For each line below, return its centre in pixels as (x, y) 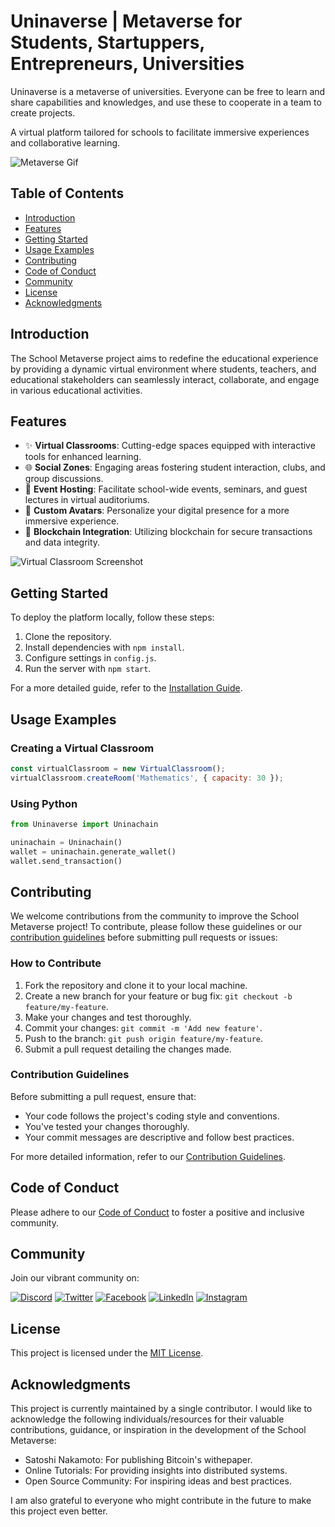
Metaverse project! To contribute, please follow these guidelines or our (156, 927)
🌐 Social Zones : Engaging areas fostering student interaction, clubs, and (175, 467)
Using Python (44, 803)
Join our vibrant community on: (75, 1278)
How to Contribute (56, 963)
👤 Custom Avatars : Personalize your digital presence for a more (157, 511)
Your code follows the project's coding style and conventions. (152, 1116)
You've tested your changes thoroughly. (107, 1126)
